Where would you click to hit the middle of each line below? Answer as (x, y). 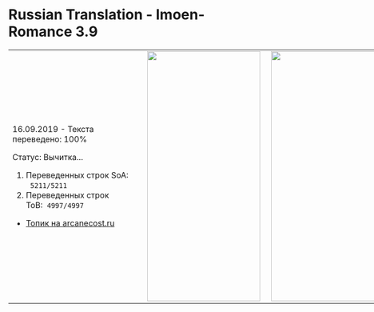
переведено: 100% (50, 139)
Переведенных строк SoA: (78, 175)
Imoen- (180, 15)
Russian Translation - (81, 15)
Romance (40, 32)
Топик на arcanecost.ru (70, 223)
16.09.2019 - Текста (53, 129)
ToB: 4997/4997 (55, 205)
